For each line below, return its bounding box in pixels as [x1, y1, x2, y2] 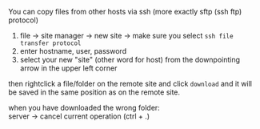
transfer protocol [19, 39, 82, 47]
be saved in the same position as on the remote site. [8, 87, 181, 97]
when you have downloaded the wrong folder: [8, 103, 160, 112]
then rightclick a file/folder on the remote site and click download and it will [8, 79, 252, 88]
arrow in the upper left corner [19, 63, 118, 73]
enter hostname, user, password [19, 46, 126, 55]
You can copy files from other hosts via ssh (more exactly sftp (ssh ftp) [8, 7, 242, 16]
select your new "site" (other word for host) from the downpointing [19, 55, 241, 64]
